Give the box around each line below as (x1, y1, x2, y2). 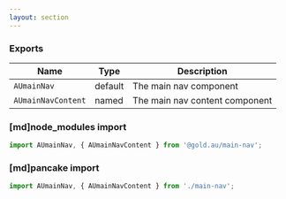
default (94, 80, 124, 92)
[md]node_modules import (9, 120, 127, 133)
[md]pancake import (9, 162, 100, 174)
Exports (9, 42, 44, 54)
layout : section (9, 12, 69, 22)
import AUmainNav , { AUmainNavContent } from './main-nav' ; (9, 182, 236, 191)
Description (177, 65, 228, 77)
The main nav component (132, 80, 238, 92)
